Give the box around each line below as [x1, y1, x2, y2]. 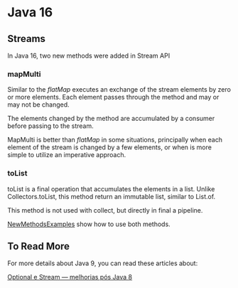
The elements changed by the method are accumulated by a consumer [7, 114, 215, 123]
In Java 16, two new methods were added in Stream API [7, 51, 171, 60]
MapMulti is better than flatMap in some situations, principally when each [7, 136, 222, 144]
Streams [7, 33, 46, 45]
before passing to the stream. [7, 122, 94, 130]
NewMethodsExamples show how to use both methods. [7, 220, 171, 228]
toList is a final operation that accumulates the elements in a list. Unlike [7, 184, 215, 193]
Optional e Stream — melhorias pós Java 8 [7, 273, 133, 282]
